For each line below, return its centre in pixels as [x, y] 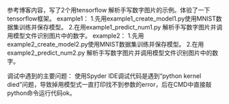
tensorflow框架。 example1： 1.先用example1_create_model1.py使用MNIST [112, 18]
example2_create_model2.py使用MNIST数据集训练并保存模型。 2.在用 [106, 44]
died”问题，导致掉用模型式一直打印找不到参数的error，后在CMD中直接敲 [109, 84]
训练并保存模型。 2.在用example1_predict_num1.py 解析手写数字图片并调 [121, 27]
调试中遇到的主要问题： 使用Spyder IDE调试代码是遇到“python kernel [104, 76]
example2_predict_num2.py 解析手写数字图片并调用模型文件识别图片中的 [110, 53]
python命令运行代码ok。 [41, 93]
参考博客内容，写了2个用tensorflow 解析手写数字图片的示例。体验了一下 [109, 10]
